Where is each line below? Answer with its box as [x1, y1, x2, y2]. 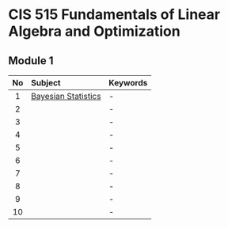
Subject [31, 78, 61, 88]
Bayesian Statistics [31, 91, 101, 101]
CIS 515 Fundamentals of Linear [8, 6, 220, 24]
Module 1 [8, 54, 54, 67]
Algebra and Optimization [8, 22, 180, 40]
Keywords [108, 78, 148, 88]
